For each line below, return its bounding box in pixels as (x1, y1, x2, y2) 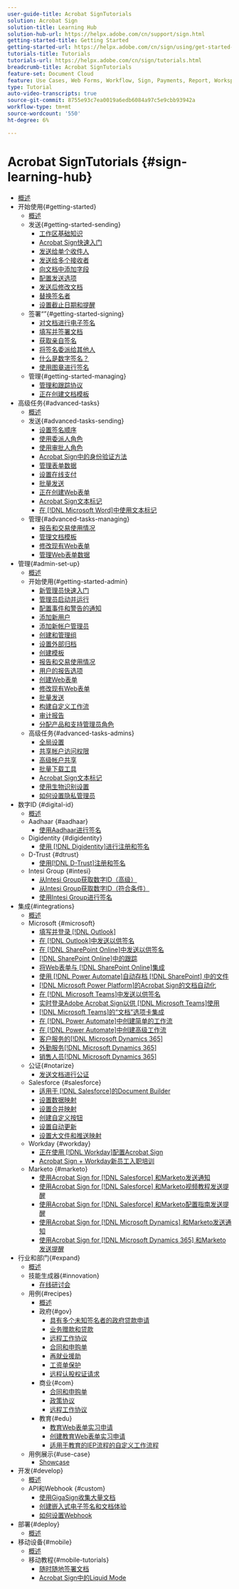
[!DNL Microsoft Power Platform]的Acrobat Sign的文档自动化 (38, 981, 216, 989)
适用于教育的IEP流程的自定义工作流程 (49, 1441, 159, 1449)
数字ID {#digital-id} (17, 800, 74, 809)
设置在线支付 (38, 470, 77, 478)
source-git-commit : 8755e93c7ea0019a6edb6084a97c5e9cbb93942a (7, 97, 196, 104)
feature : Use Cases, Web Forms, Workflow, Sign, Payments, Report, (7, 76, 212, 84)
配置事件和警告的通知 (38, 604, 102, 612)
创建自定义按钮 (38, 1113, 83, 1121)
